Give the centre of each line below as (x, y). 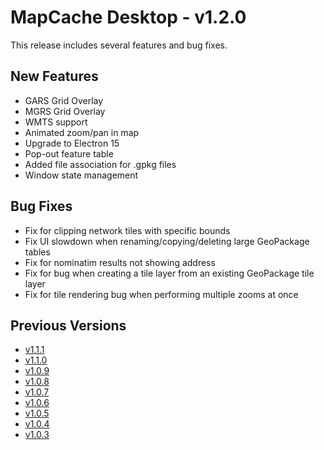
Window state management (81, 175)
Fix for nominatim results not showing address (120, 262)
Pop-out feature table (69, 153)
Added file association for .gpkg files (100, 164)
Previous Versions (68, 325)
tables (37, 252)
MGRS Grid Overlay (65, 111)
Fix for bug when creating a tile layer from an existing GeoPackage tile (169, 273)
